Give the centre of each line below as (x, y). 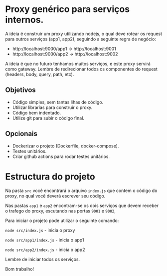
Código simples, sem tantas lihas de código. (58, 102)
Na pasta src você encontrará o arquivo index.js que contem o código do (81, 190)
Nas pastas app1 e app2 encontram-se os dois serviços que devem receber (82, 205)
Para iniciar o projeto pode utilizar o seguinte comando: (62, 220)
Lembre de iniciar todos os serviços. (43, 259)
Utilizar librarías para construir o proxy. (52, 107)
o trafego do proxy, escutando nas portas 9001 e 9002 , (60, 210)
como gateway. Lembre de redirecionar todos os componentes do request (82, 69)
